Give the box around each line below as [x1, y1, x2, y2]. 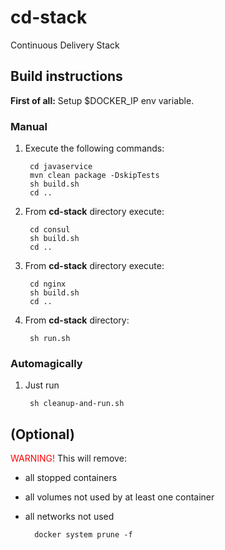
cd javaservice [29, 162, 93, 172]
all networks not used [24, 511, 115, 523]
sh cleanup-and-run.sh [29, 399, 125, 409]
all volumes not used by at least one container [24, 491, 215, 503]
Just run [24, 379, 60, 391]
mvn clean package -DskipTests [29, 171, 160, 181]
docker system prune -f [34, 530, 133, 540]
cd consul [29, 225, 71, 235]
